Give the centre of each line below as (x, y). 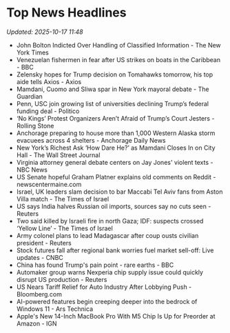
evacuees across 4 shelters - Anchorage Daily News (91, 140)
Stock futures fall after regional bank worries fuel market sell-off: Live (115, 250)
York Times (32, 52)
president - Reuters (44, 243)
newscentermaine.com (49, 184)
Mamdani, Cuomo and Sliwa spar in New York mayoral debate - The (113, 89)
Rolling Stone (35, 125)
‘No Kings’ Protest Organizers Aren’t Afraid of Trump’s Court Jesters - (115, 118)
